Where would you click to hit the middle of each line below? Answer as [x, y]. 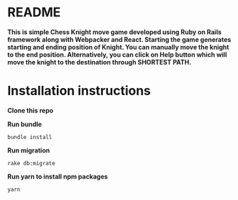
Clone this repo [31, 110]
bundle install [30, 137]
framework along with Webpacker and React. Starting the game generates [119, 39]
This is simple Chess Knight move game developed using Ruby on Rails [114, 32]
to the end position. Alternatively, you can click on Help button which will [117, 55]
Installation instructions [79, 91]
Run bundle [25, 124]
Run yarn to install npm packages [58, 176]
